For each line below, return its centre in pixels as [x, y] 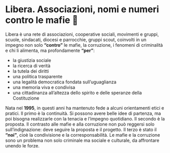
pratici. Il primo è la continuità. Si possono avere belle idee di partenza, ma [83, 113]
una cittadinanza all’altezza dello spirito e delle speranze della [77, 93]
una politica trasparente [37, 76]
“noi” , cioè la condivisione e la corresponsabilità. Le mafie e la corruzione [83, 135]
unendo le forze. [22, 145]
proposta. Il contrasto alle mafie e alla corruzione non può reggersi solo [80, 124]
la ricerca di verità [31, 66]
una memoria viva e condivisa [44, 87]
